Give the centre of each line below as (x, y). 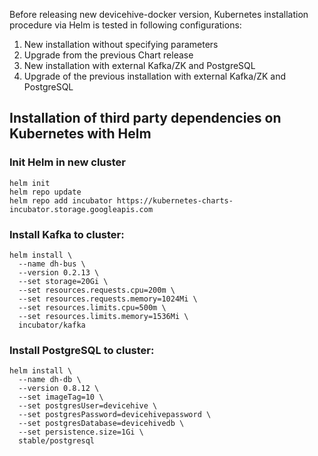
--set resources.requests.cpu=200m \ (97, 290)
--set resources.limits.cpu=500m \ (92, 307)
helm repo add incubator (61, 200)
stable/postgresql (57, 441)
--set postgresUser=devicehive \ (88, 406)
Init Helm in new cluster (67, 162)
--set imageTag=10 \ (61, 397)
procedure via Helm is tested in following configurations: (125, 25)
